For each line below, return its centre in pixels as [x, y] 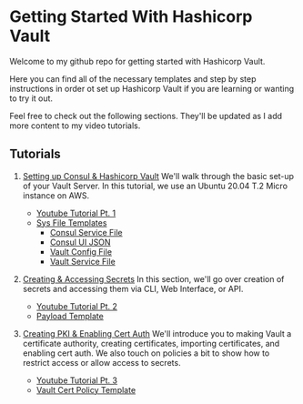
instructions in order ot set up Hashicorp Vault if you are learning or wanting [152, 88]
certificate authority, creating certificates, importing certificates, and [151, 343]
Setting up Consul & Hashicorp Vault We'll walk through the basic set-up [158, 176]
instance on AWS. [56, 195]
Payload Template [70, 316]
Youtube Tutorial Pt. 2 [77, 306]
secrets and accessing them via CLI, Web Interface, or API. [133, 288]
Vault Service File [82, 261]
